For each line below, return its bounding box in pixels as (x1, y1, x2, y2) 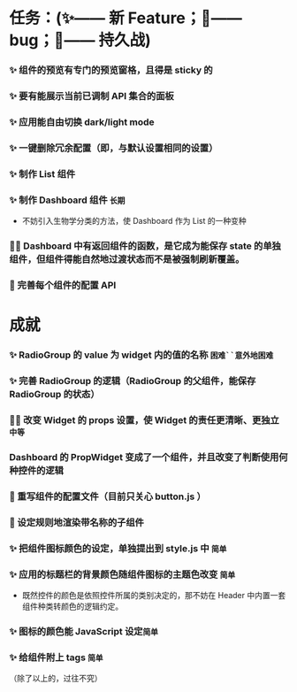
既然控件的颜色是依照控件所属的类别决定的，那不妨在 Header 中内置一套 (21, 589, 286, 600)
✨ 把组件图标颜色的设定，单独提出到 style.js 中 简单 (9, 542, 227, 554)
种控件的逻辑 (9, 464, 65, 476)
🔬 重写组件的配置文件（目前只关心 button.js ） (9, 490, 206, 503)
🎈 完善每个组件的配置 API (9, 279, 117, 291)
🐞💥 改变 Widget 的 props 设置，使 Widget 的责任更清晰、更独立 (9, 413, 280, 426)
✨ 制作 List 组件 (9, 167, 76, 180)
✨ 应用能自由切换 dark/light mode (9, 116, 155, 128)
